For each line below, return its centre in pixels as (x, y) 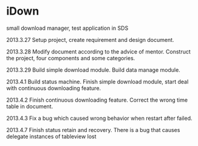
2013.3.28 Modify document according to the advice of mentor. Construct (99, 51)
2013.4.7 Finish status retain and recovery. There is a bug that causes (93, 130)
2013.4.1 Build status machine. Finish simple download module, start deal (97, 82)
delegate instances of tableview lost (51, 136)
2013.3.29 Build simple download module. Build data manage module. (93, 70)
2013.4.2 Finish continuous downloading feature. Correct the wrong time (97, 100)
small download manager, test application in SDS (67, 28)
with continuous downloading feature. (54, 88)
